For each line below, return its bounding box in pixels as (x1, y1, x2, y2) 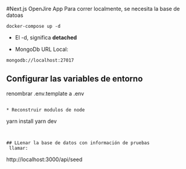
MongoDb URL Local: (14, 45, 68, 53)
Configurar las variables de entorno (6, 74, 143, 84)
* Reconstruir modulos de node (6, 107, 85, 113)
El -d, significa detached (14, 34, 77, 41)
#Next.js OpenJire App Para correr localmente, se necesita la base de (6, 5, 180, 12)
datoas (6, 12, 24, 19)
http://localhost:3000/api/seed (6, 156, 83, 163)
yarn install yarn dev (6, 118, 57, 125)
